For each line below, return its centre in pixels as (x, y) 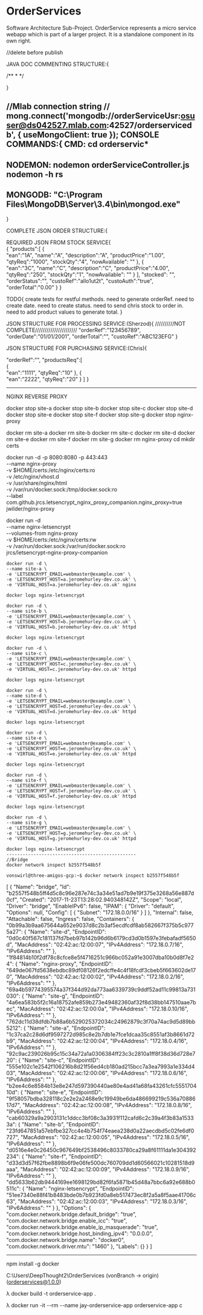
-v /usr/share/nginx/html (37, 483)
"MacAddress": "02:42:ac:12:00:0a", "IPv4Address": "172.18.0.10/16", (103, 1009)
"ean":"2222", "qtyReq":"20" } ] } (48, 379)
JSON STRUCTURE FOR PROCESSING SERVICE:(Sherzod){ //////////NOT (96, 323)
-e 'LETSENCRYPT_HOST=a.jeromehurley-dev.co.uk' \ (71, 579)
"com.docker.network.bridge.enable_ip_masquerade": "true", (82, 1227)
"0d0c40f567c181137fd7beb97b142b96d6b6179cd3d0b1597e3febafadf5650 (101, 938)
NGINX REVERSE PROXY (37, 396)
